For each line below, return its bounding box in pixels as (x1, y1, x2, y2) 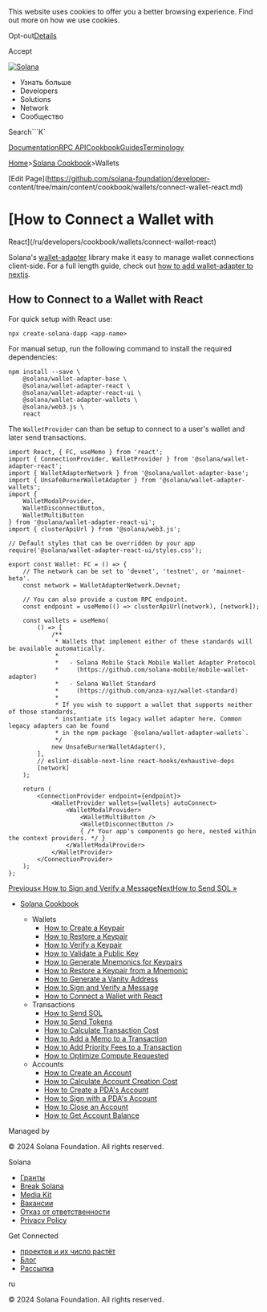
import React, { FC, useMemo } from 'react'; (8, 448, 163, 456)
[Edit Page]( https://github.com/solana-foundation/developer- (8, 174, 210, 183)
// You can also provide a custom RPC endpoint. (22, 595, 188, 603)
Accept (8, 47, 32, 55)
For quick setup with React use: (8, 314, 113, 323)
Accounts (31, 1059, 64, 1069)
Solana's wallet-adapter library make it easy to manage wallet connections (8, 252, 255, 262)
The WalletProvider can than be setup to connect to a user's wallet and (8, 424, 245, 433)
